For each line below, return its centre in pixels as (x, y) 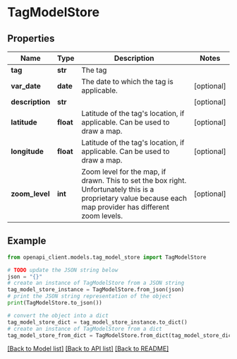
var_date (26, 86)
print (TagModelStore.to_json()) (55, 303)
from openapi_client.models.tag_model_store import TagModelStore (107, 257)
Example (27, 241)
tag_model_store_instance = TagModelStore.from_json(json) (96, 290)
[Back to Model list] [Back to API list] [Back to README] (88, 349)
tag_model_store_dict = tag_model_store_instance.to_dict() (98, 322)
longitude (27, 151)
